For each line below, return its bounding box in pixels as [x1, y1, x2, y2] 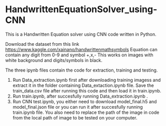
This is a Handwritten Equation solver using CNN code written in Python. [5, 31, 157, 37]
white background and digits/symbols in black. [5, 57, 103, 63]
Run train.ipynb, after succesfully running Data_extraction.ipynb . [12, 93, 148, 99]
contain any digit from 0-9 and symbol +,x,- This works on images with [5, 52, 153, 58]
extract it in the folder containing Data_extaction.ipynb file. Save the [12, 82, 154, 88]
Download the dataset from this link [5, 41, 79, 47]
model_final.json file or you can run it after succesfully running [12, 104, 143, 110]
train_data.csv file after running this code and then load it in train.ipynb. [12, 87, 161, 93]
